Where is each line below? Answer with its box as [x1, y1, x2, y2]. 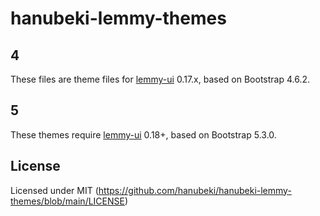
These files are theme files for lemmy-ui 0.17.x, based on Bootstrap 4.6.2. [10, 73, 311, 85]
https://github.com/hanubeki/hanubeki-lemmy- [98, 184, 292, 196]
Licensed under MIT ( [10, 184, 99, 196]
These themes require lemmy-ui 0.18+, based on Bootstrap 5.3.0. [10, 128, 277, 141]
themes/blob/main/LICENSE [10, 195, 125, 207]
